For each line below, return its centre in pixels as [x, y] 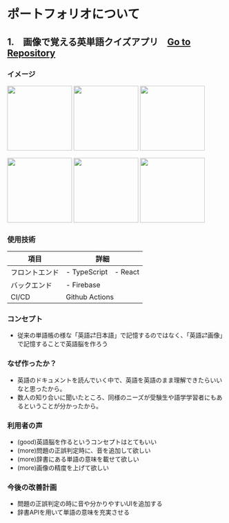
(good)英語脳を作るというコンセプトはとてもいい [87, 442]
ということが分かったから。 [62, 406]
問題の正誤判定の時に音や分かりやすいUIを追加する [90, 504]
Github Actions [90, 297]
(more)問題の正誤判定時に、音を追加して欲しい [84, 450]
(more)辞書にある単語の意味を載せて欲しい [78, 459]
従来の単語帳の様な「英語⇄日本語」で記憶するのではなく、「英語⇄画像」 [120, 335]
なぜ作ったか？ [32, 363]
